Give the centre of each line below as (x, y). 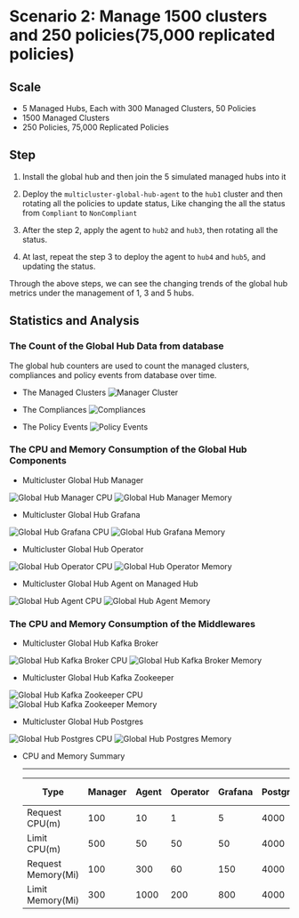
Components (38, 461)
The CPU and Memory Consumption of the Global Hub (128, 449)
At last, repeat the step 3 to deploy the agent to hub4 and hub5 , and (144, 256)
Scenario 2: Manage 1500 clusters (138, 16)
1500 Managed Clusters (65, 118)
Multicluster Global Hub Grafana (81, 514)
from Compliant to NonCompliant (80, 213)
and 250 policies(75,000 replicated (142, 35)
